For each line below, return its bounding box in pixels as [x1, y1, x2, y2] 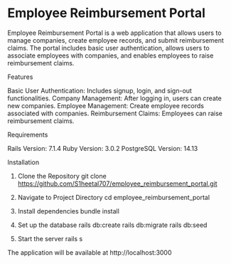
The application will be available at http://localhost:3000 [7, 248, 172, 257]
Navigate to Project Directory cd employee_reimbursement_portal [17, 193, 210, 201]
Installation [7, 158, 40, 167]
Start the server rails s [17, 234, 83, 243]
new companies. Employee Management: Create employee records [7, 101, 205, 110]
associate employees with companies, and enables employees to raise [7, 51, 214, 60]
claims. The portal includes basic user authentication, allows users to [7, 43, 210, 52]
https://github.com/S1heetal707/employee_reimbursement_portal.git [17, 179, 218, 188]
